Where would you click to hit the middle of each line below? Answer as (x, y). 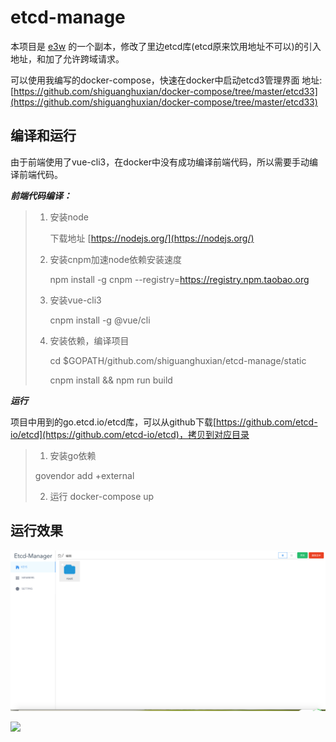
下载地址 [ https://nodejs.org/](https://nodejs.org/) (152, 238)
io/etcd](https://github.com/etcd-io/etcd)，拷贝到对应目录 (130, 434)
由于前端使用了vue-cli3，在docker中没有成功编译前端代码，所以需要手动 (160, 162)
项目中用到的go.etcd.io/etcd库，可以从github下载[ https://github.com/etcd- (164, 422)
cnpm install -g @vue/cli (100, 320)
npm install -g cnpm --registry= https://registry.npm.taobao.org (179, 279)
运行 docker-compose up (102, 496)
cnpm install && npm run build (111, 380)
